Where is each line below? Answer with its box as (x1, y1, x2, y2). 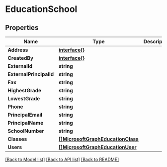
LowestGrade (7, 95, 40, 102)
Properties (5, 23, 39, 32)
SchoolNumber (7, 128, 44, 134)
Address (7, 46, 28, 53)
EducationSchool (5, 3, 78, 15)
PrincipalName (7, 120, 44, 126)
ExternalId (7, 63, 33, 69)
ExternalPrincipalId (7, 71, 54, 78)
